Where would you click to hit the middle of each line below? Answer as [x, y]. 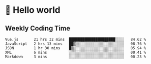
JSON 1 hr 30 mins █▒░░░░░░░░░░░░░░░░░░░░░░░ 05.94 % [76, 48]
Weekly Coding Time [38, 28]
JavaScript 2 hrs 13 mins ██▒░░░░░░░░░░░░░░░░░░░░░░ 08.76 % [76, 44]
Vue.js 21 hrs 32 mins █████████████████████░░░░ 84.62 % [76, 39]
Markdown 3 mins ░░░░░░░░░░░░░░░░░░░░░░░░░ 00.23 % [76, 57]
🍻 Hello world [33, 10]
